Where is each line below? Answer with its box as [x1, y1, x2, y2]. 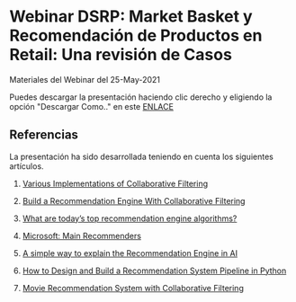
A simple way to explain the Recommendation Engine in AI [22, 247, 238, 258]
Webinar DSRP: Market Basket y [9, 6, 254, 27]
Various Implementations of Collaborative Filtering [22, 178, 209, 189]
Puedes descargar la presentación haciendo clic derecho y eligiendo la [9, 92, 273, 102]
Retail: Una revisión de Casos [9, 45, 232, 65]
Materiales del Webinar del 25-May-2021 [9, 74, 160, 84]
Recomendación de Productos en [9, 25, 263, 46]
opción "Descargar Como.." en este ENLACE [9, 101, 174, 111]
